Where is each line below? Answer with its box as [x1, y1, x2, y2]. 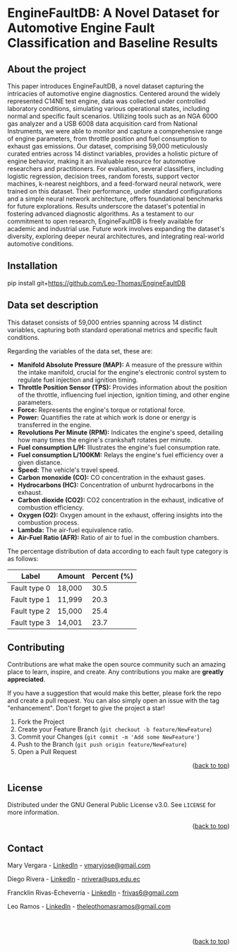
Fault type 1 [11, 594, 51, 604]
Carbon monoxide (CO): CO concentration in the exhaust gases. [17, 473, 206, 481]
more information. [7, 808, 59, 817]
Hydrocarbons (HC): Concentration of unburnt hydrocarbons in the [17, 481, 214, 489]
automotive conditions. [7, 240, 74, 248]
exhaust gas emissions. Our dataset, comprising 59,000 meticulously [7, 142, 208, 150]
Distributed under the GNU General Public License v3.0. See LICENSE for [7, 801, 217, 809]
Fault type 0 [11, 583, 51, 593]
